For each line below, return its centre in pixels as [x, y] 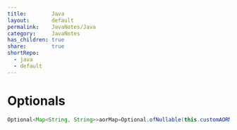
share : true [36, 46]
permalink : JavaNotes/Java [52, 27]
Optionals [36, 101]
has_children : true [36, 40]
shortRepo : [23, 53]
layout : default [41, 20]
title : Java [36, 14]
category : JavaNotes [44, 33]
